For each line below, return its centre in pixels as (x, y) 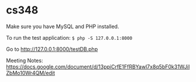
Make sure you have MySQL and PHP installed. (63, 26)
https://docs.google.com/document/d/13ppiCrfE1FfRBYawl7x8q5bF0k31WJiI (98, 66)
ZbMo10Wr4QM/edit (31, 73)
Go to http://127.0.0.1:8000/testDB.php (52, 49)
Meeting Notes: (25, 60)
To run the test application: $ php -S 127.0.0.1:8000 (69, 37)
